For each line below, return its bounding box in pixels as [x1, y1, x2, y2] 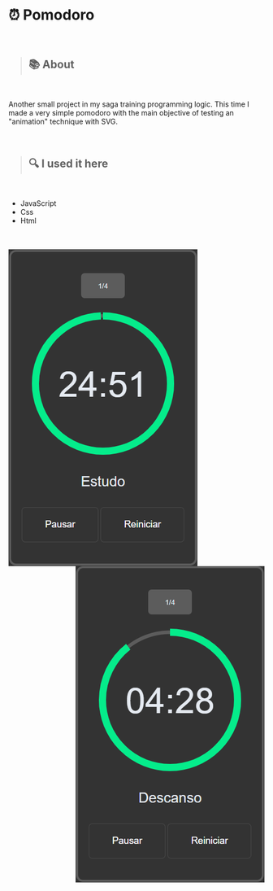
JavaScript [19, 198, 57, 208]
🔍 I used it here [28, 157, 108, 171]
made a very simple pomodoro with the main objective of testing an [8, 107, 234, 117]
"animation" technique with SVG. [8, 116, 119, 126]
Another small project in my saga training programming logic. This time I [8, 99, 249, 109]
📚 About [28, 58, 75, 72]
